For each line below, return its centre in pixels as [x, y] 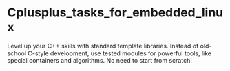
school [17, 53]
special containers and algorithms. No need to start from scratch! [100, 60]
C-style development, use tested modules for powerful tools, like [119, 53]
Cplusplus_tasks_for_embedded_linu [115, 13]
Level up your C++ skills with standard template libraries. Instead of [103, 46]
